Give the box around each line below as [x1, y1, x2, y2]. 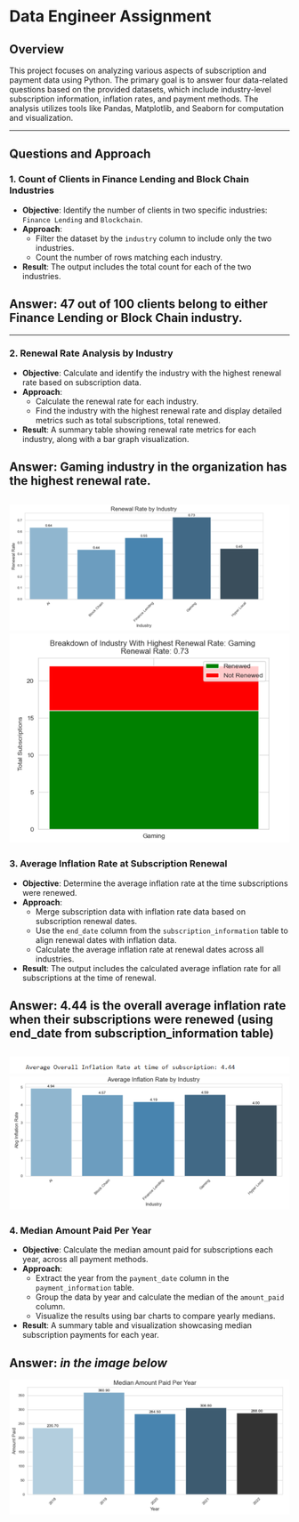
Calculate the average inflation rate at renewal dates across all [35, 944, 264, 954]
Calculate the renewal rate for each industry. [35, 396, 198, 407]
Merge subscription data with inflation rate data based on [35, 906, 246, 917]
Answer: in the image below [9, 1355, 167, 1371]
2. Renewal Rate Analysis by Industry [9, 347, 174, 359]
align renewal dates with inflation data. [35, 934, 177, 945]
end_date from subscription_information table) [9, 1026, 274, 1042]
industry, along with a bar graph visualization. [21, 433, 190, 444]
